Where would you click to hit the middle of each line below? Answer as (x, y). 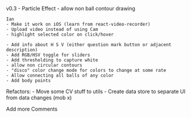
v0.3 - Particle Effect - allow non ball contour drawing (71, 8)
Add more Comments (32, 109)
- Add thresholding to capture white (52, 60)
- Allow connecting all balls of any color (60, 75)
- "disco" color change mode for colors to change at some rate (86, 70)
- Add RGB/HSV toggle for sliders (48, 55)
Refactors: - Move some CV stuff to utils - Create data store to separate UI (96, 91)
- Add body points (28, 81)
